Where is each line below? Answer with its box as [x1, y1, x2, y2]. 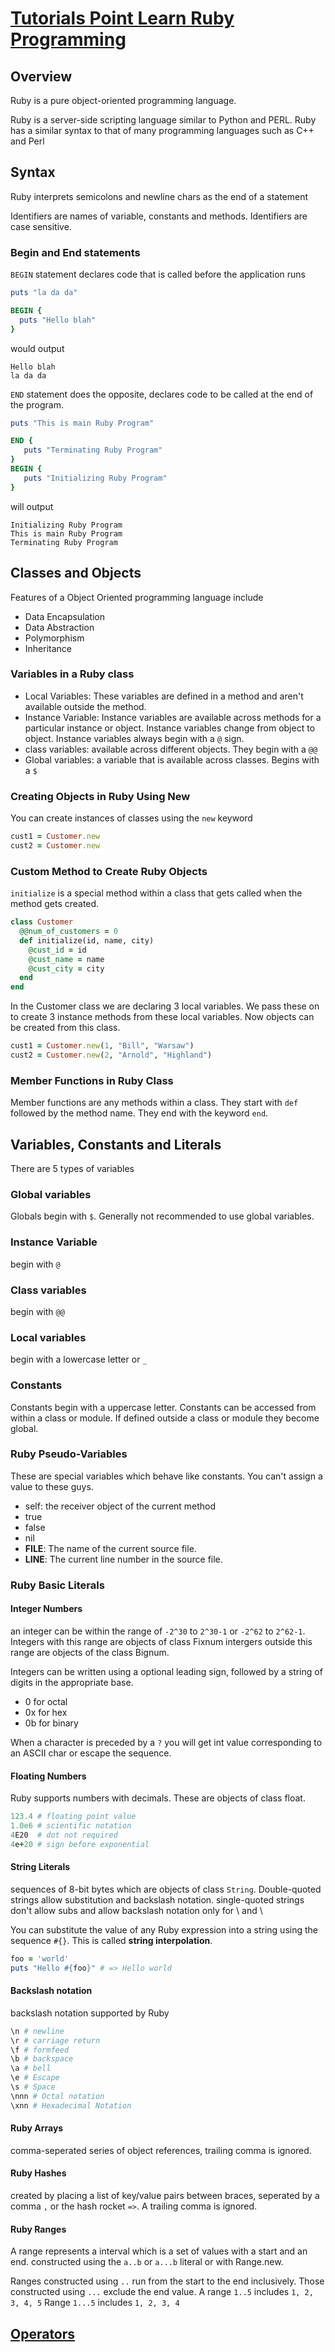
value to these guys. [10, 1480, 94, 1492]
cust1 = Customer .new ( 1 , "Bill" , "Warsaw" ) [10, 1041, 195, 1051]
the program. [10, 398, 64, 411]
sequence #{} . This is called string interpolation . [10, 1934, 213, 1946]
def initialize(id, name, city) [19, 935, 155, 946]
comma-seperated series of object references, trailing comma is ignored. [10, 2144, 312, 2156]
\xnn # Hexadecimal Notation [10, 2100, 132, 2111]
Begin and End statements [10, 245, 141, 259]
